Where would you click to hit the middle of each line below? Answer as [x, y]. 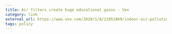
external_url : [20, 19]
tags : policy [19, 24]
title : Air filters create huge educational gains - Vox [67, 10]
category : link [21, 14]
